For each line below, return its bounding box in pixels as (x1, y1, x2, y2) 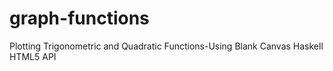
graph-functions (9, 7, 150, 30)
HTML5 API (9, 50, 57, 62)
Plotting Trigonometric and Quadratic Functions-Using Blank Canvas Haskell (9, 40, 324, 52)
